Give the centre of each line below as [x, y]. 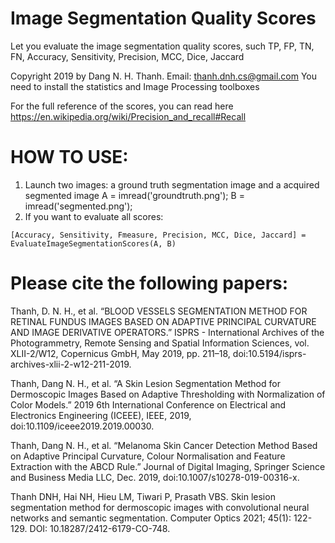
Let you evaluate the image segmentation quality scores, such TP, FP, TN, [162, 46]
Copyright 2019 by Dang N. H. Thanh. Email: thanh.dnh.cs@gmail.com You [164, 76]
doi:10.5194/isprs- [269, 353]
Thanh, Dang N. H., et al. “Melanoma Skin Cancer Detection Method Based [164, 445]
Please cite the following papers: [149, 283]
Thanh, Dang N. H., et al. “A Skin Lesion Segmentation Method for [145, 383]
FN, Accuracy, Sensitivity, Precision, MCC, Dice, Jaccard [127, 56]
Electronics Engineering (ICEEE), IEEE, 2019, [101, 415]
